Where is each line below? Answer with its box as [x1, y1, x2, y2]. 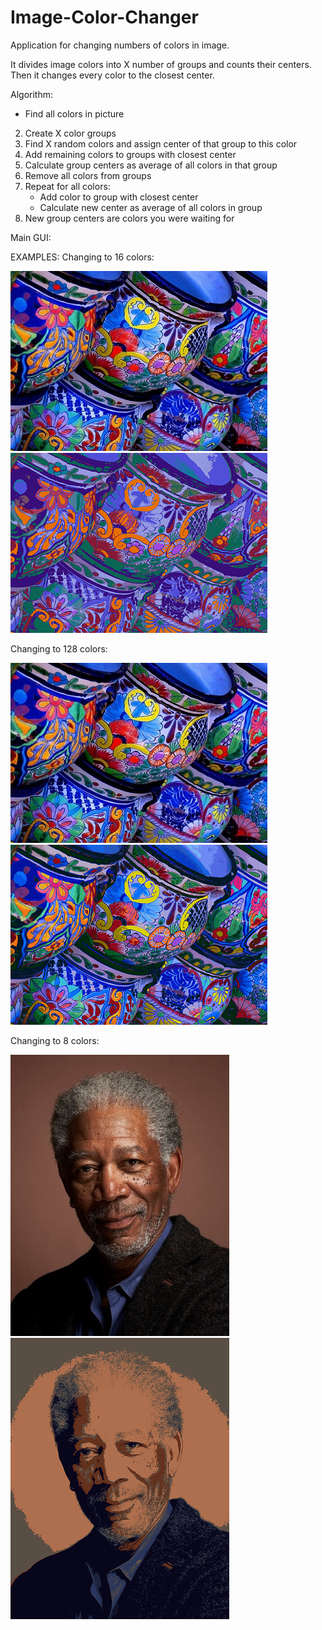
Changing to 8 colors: [10, 1034, 100, 1046]
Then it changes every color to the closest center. [10, 69, 215, 81]
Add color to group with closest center [39, 191, 199, 203]
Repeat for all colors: [24, 180, 111, 192]
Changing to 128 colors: [10, 642, 108, 655]
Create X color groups [24, 127, 117, 139]
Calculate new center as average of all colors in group [39, 201, 263, 213]
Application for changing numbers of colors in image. [10, 39, 230, 51]
